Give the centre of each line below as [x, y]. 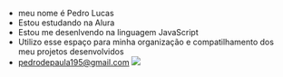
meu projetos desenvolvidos [71, 52]
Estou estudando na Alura [66, 23]
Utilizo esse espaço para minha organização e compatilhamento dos [146, 42]
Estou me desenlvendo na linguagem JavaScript [108, 32]
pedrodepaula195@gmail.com [73, 62]
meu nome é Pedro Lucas [66, 13]
